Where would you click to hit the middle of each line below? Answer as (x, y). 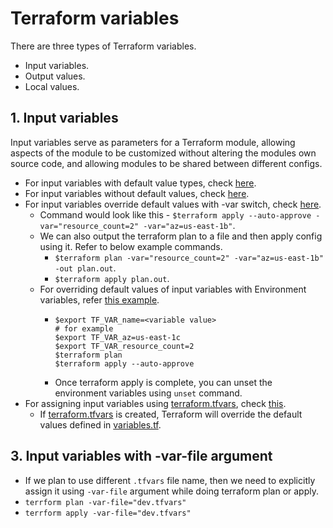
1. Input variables (64, 118)
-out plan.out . (85, 268)
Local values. (52, 86)
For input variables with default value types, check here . (140, 183)
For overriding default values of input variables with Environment (173, 289)
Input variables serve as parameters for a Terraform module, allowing (153, 142)
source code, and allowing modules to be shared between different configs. (166, 163)
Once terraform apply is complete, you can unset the (163, 382)
